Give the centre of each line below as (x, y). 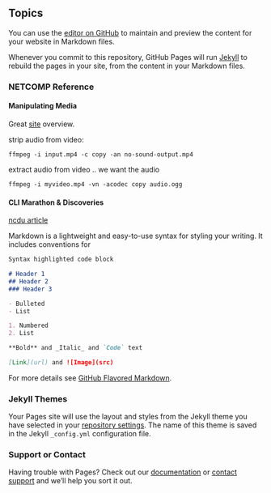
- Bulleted (27, 304)
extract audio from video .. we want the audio (84, 169)
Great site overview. (42, 124)
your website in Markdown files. (61, 41)
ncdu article (28, 220)
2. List (21, 334)
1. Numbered (28, 326)
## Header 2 (28, 281)
